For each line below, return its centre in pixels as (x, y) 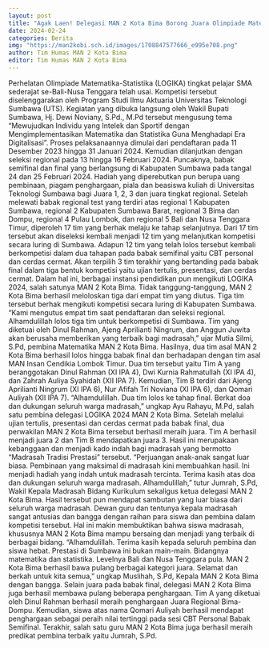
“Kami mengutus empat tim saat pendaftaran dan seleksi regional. (117, 312)
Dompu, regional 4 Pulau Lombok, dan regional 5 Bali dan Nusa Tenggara (129, 219)
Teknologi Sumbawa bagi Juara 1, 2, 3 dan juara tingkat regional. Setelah (128, 194)
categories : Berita (41, 38)
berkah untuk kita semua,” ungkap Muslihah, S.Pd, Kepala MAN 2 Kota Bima (133, 576)
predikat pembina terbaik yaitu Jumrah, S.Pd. (83, 635)
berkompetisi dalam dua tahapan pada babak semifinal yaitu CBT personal (131, 253)
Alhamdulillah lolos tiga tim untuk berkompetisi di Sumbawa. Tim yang (124, 321)
